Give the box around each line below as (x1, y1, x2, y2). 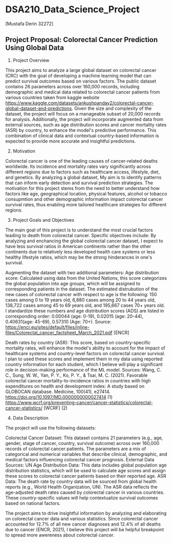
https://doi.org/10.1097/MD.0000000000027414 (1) (5, 394, 113, 400)
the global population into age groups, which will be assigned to (5, 280, 141, 286)
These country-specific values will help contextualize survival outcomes (5, 494, 158, 501)
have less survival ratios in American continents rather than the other (5, 243, 151, 249)
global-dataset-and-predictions (5, 105, 72, 111)
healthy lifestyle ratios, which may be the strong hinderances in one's (5, 254, 152, 260)
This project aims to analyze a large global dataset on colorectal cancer (5, 67, 157, 73)
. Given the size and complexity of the (71, 105, 152, 111)
